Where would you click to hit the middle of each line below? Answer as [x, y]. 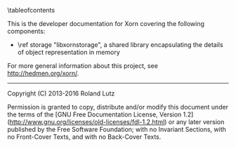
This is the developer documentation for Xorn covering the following [106, 23]
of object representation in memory [69, 52]
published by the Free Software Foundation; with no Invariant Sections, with [117, 129]
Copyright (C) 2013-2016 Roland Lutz [61, 93]
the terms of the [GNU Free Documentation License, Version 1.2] [100, 114]
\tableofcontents [31, 10]
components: [26, 31]
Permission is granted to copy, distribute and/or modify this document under [118, 107]
